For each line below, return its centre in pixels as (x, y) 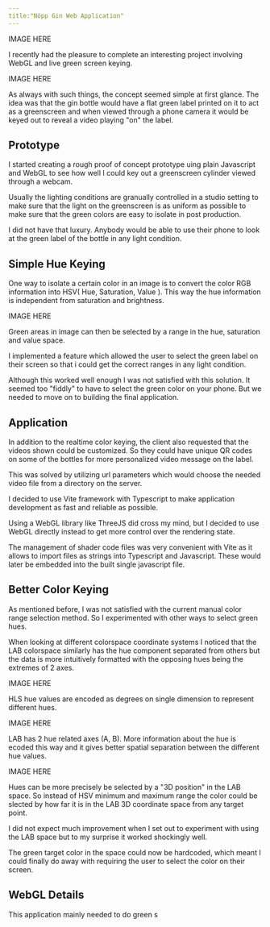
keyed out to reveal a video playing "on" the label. (91, 120)
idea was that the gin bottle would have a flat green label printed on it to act (134, 102)
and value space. (37, 340)
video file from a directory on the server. (75, 484)
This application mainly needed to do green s (83, 914)
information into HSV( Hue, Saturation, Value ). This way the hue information (135, 292)
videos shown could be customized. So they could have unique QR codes (130, 451)
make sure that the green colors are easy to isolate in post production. (125, 214)
